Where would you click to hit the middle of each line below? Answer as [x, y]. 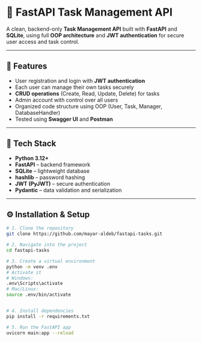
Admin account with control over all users [66, 100]
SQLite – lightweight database [52, 171]
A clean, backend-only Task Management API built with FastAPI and [92, 29]
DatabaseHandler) [38, 112]
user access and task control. [43, 41]
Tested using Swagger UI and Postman [64, 119]
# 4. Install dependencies [40, 311]
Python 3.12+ [32, 158]
